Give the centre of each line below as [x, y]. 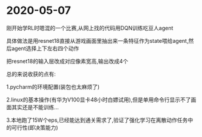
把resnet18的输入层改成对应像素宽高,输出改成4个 [67, 61]
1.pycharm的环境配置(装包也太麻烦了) [53, 87]
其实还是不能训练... [35, 107]
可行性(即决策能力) [35, 127]
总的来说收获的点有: [31, 74]
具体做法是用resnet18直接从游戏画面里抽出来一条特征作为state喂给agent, [97, 40]
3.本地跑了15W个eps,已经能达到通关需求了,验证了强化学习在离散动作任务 [97, 120]
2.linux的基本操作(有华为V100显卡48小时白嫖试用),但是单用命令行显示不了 [99, 100]
